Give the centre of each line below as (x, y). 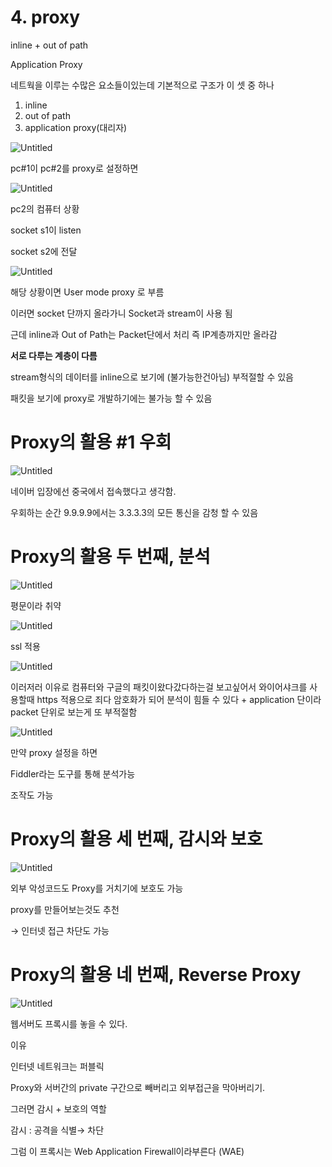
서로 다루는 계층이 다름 (54, 355)
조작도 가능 (32, 795)
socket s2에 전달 (44, 251)
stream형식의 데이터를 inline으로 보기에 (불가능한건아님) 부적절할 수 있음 (152, 377)
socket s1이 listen (46, 230)
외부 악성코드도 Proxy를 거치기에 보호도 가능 (97, 888)
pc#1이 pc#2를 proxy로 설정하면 (74, 168)
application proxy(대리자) (76, 127)
